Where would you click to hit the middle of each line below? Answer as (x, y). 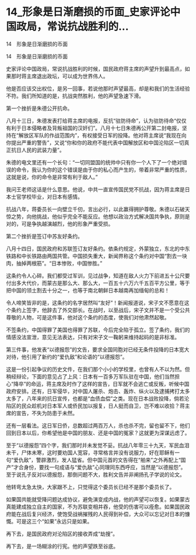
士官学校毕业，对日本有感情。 (47, 197)
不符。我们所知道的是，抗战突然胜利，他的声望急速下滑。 (75, 96)
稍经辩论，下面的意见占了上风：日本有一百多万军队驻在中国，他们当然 (90, 376)
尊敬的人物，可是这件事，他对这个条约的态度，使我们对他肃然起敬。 (88, 317)
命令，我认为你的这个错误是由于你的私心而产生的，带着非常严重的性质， (103, 170)
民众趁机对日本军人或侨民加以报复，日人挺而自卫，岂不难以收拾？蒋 (103, 406)
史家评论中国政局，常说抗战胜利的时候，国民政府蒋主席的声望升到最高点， (95, 68)
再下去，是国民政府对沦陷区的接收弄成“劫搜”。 (62, 533)
